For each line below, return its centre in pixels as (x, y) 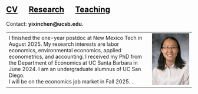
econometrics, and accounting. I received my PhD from (75, 56)
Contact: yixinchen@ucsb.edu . (45, 23)
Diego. (16, 75)
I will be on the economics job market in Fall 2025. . (71, 81)
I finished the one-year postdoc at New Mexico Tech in (75, 38)
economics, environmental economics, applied (65, 50)
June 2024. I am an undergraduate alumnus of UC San (75, 69)
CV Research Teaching (58, 10)
